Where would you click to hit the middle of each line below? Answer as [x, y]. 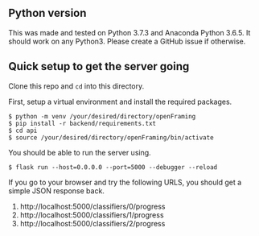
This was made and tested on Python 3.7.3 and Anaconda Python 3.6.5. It [129, 32]
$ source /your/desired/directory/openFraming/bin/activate [111, 137]
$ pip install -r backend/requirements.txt [82, 123]
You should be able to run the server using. [80, 152]
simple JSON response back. [56, 190]
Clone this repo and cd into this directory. [76, 86]
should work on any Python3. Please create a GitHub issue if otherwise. [127, 41]
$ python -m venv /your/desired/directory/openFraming [102, 116]
